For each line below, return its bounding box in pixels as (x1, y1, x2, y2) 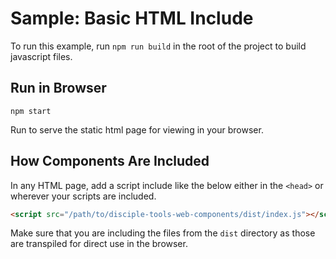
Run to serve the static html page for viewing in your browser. (10, 123, 264, 136)
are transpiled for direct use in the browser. (10, 238, 188, 250)
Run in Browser (10, 80, 107, 97)
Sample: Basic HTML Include (10, 7, 254, 30)
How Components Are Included (10, 153, 210, 170)
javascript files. (10, 50, 73, 62)
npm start (10, 106, 52, 116)
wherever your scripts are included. (10, 190, 157, 202)
